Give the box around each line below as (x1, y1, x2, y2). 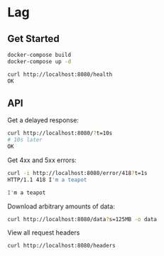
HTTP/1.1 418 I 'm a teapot (7, 176, 87, 183)
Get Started (7, 33, 60, 45)
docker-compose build (7, 51, 72, 58)
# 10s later (7, 137, 43, 144)
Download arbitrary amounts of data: (7, 202, 115, 210)
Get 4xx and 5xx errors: (7, 156, 77, 164)
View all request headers (7, 228, 80, 237)
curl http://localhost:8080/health (7, 70, 113, 78)
